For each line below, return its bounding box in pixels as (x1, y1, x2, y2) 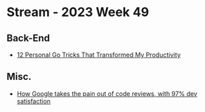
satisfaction (16, 97, 51, 105)
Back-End (6, 32, 51, 44)
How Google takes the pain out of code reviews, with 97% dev (16, 89, 198, 98)
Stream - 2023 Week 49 (6, 4, 150, 20)
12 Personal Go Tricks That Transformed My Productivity (16, 50, 181, 59)
